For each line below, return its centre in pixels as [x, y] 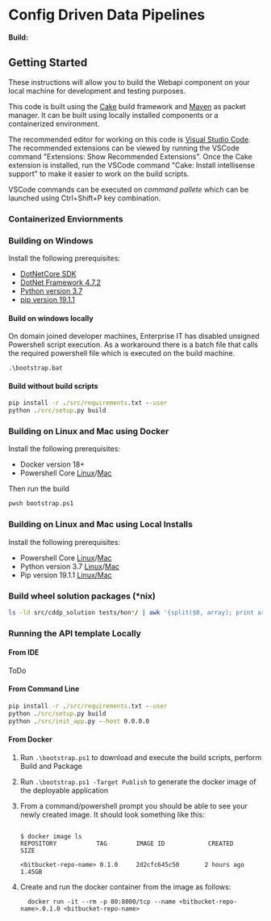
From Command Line [44, 689]
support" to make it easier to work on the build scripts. [99, 173]
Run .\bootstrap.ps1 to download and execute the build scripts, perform [141, 757]
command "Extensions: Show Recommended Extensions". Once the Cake [130, 156]
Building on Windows [51, 240]
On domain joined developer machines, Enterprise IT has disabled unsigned [134, 336]
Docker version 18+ [52, 465]
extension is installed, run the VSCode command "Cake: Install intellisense [132, 165]
